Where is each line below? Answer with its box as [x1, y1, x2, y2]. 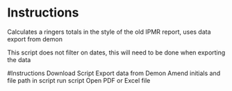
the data [7, 55, 31, 63]
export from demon [7, 34, 63, 43]
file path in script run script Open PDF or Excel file [7, 76, 151, 84]
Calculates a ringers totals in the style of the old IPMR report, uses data [7, 28, 211, 36]
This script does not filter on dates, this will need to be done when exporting [7, 48, 226, 57]
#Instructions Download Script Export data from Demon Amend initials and [7, 69, 221, 77]
